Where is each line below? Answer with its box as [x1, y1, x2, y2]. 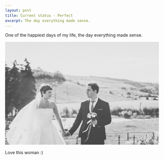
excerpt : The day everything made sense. [5, 18, 91, 23]
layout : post [5, 8, 32, 13]
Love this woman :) [5, 149, 43, 155]
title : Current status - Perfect [5, 13, 73, 18]
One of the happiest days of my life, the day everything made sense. [5, 32, 143, 38]
